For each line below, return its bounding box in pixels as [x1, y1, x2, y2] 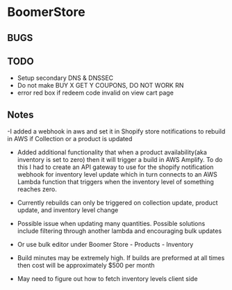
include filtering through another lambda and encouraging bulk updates [17, 227, 222, 235]
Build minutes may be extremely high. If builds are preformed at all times [17, 254, 225, 262]
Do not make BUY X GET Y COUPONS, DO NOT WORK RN [17, 81, 184, 90]
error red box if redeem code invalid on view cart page [17, 88, 174, 97]
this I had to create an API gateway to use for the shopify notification [17, 163, 214, 171]
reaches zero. [17, 185, 57, 193]
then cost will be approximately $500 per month [17, 261, 155, 270]
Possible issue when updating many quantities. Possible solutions [17, 220, 206, 228]
